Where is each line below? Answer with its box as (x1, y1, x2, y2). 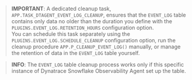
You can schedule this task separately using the (11, 30, 131, 38)
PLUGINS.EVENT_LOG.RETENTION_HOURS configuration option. (11, 24, 154, 31)
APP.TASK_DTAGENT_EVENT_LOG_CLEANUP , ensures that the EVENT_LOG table (11, 11, 187, 19)
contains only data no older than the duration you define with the (11, 18, 173, 24)
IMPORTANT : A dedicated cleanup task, (11, 5, 112, 12)
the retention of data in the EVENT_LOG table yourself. (11, 50, 140, 56)
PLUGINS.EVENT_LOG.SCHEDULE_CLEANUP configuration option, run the (11, 37, 176, 44)
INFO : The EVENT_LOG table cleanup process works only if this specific (11, 61, 184, 68)
